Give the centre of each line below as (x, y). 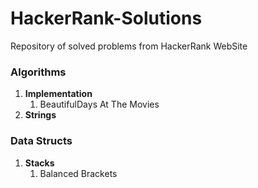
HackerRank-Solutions (106, 18)
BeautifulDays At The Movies (99, 104)
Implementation (58, 94)
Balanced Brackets (78, 173)
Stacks (39, 163)
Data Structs (41, 141)
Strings (40, 115)
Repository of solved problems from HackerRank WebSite (129, 46)
